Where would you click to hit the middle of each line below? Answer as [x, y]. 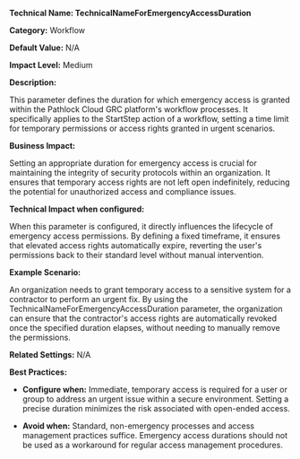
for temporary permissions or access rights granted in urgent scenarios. [142, 128]
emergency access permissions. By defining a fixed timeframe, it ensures [145, 236]
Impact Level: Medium [51, 65]
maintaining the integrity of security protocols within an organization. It [140, 173]
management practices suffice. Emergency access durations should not [155, 435]
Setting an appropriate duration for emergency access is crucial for [133, 163]
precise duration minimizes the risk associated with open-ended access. [156, 408]
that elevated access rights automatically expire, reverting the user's [136, 245]
